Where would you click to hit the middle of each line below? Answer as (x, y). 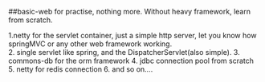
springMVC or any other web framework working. (90, 44)
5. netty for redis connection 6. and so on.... (81, 69)
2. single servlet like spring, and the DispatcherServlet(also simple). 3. (124, 52)
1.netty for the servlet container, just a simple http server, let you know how (132, 35)
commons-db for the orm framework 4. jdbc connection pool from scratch (131, 61)
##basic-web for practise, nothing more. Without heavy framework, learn (130, 12)
